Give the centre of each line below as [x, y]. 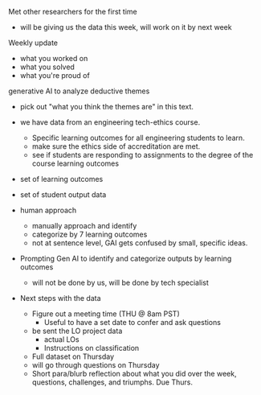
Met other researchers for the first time [73, 12]
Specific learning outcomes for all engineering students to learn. [138, 138]
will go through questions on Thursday [96, 365]
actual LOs [61, 339]
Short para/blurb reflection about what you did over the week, [134, 374]
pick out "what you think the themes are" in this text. [107, 107]
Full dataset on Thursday [73, 356]
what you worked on [54, 58]
